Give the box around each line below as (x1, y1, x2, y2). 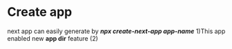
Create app (7, 4, 73, 20)
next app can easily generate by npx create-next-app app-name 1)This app (7, 27, 226, 35)
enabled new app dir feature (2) (7, 34, 98, 42)
